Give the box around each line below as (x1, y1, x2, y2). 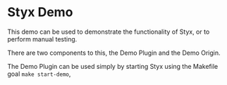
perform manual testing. (7, 34, 78, 43)
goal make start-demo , (7, 70, 71, 78)
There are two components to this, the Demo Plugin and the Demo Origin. (7, 48, 221, 57)
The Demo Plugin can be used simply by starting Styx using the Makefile (7, 62, 219, 70)
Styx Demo (7, 4, 73, 20)
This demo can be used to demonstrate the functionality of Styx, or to (7, 27, 210, 36)
